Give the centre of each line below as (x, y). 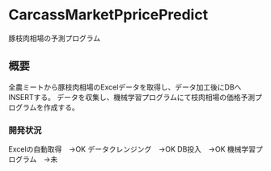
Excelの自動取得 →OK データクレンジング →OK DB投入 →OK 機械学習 (132, 149)
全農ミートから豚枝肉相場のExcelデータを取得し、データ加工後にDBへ (125, 87)
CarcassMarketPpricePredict (108, 15)
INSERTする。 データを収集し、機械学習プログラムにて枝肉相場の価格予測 (132, 97)
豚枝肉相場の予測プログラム (55, 38)
